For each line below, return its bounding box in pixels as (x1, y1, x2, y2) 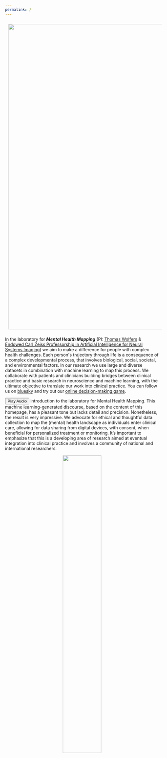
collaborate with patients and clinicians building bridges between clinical (5, 372, 151, 379)
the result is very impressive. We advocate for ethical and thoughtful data (5, 414, 153, 420)
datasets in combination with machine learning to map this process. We (5, 367, 149, 373)
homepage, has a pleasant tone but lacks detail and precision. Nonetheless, (5, 409, 158, 415)
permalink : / (5, 7, 32, 12)
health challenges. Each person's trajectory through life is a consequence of (5, 352, 159, 358)
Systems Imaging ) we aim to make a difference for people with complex (5, 346, 149, 352)
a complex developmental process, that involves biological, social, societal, (5, 357, 156, 363)
